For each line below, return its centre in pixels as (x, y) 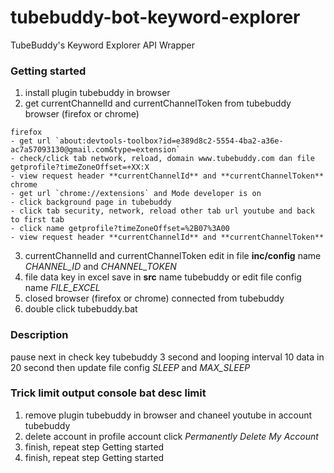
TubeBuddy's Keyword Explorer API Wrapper (102, 45)
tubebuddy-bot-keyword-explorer (155, 17)
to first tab (37, 220)
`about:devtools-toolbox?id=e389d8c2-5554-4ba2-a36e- (169, 141)
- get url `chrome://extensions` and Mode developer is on (136, 194)
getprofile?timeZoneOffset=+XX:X (80, 167)
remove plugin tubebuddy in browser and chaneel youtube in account (168, 415)
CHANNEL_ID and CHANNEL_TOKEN (100, 267)
